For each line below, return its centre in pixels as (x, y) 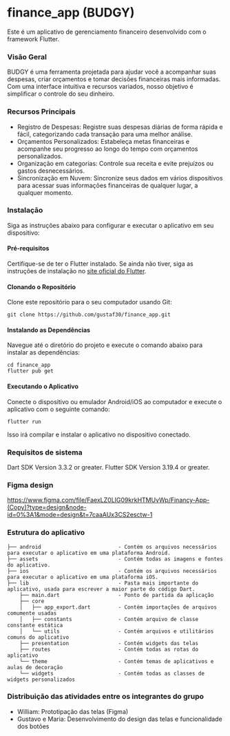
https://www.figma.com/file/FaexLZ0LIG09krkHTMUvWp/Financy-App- (108, 500)
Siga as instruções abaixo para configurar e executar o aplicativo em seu (111, 225)
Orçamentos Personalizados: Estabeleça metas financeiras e (103, 141)
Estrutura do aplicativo (46, 533)
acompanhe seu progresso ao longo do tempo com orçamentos (107, 149)
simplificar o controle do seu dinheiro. (61, 94)
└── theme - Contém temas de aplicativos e (117, 661)
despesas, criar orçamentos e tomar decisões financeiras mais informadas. (114, 79)
